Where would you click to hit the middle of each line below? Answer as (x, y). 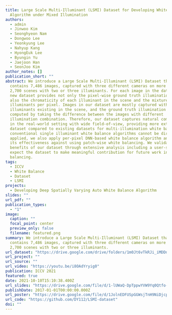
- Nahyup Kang (25, 48)
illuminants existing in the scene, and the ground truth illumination (88, 110)
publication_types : (26, 205)
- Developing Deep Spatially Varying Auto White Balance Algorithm (83, 190)
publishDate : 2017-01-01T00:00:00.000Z (48, 290)
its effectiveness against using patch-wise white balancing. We (81, 143)
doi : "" (14, 304)
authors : (15, 19)
